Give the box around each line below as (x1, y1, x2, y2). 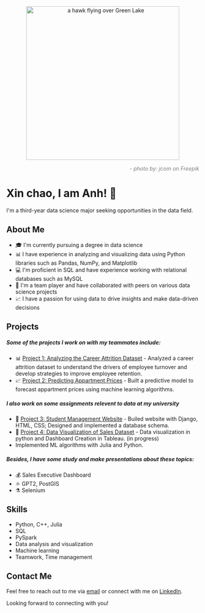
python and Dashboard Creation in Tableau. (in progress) (15, 435, 159, 442)
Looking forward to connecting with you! (6, 599, 109, 607)
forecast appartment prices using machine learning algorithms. (15, 386, 174, 393)
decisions (15, 303, 40, 311)
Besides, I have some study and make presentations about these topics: (6, 455, 195, 463)
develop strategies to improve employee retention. (15, 370, 143, 377)
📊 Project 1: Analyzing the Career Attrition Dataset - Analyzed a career (15, 354, 194, 362)
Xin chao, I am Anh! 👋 (6, 187, 117, 200)
